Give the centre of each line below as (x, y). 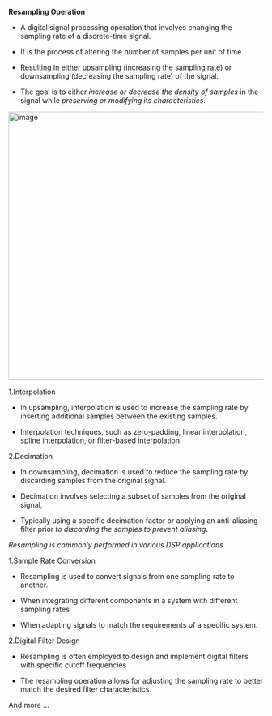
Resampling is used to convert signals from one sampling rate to (127, 576)
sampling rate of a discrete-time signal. (85, 36)
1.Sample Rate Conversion (52, 560)
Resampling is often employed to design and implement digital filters (134, 656)
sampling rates (45, 609)
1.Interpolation (32, 392)
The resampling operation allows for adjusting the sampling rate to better (142, 681)
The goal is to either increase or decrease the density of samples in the (139, 92)
